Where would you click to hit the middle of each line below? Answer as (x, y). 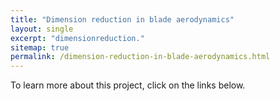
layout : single (42, 29)
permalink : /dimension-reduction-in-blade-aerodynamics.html (140, 57)
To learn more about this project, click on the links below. (128, 85)
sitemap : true (40, 47)
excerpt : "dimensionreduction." (77, 38)
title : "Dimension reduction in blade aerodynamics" (122, 19)
